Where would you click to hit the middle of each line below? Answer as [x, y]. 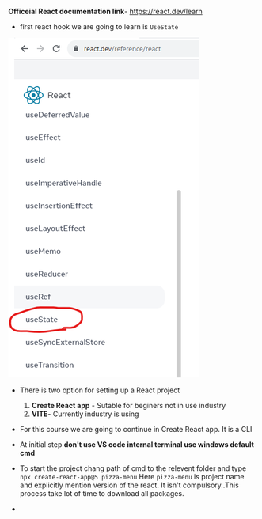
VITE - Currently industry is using [85, 414]
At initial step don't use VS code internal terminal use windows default [137, 445]
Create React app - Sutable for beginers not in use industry [129, 405]
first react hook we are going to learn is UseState [99, 27]
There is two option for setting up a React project [100, 390]
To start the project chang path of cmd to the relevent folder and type [133, 468]
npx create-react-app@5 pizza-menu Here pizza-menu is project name [132, 477]
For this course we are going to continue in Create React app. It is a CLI [136, 429]
